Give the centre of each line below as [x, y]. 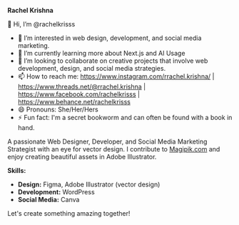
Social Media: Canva [49, 200]
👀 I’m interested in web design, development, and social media [110, 38]
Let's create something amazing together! [69, 213]
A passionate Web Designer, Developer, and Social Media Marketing [107, 141]
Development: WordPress [56, 192]
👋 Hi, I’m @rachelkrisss [41, 24]
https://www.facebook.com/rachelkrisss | [79, 94]
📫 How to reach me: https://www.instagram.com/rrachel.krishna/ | [116, 76]
